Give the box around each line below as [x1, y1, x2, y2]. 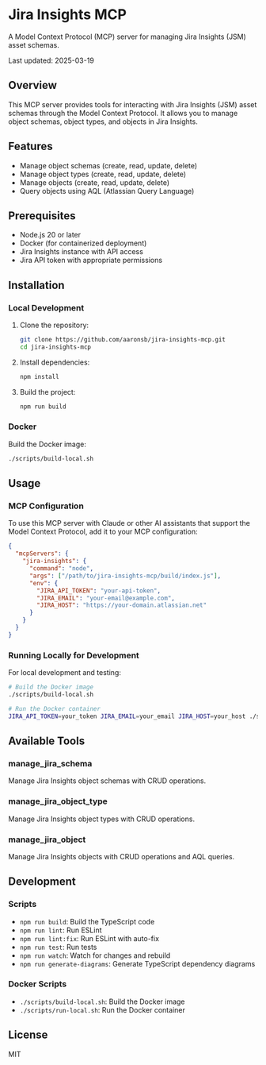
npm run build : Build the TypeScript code [19, 916, 155, 926]
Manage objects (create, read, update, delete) [19, 177, 170, 187]
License [8, 1028, 48, 1042]
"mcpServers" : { [15, 550, 69, 558]
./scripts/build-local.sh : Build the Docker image [19, 997, 185, 1006]
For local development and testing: [8, 668, 121, 677]
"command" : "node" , [28, 565, 93, 573]
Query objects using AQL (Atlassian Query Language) [19, 186, 195, 195]
